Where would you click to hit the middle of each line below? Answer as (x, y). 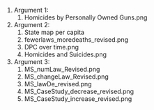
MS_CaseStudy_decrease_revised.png (79, 91)
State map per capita (54, 32)
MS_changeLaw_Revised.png (67, 77)
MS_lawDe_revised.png (58, 84)
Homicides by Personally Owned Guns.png (86, 17)
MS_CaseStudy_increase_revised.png (78, 99)
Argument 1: (31, 10)
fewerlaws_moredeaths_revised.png (76, 40)
